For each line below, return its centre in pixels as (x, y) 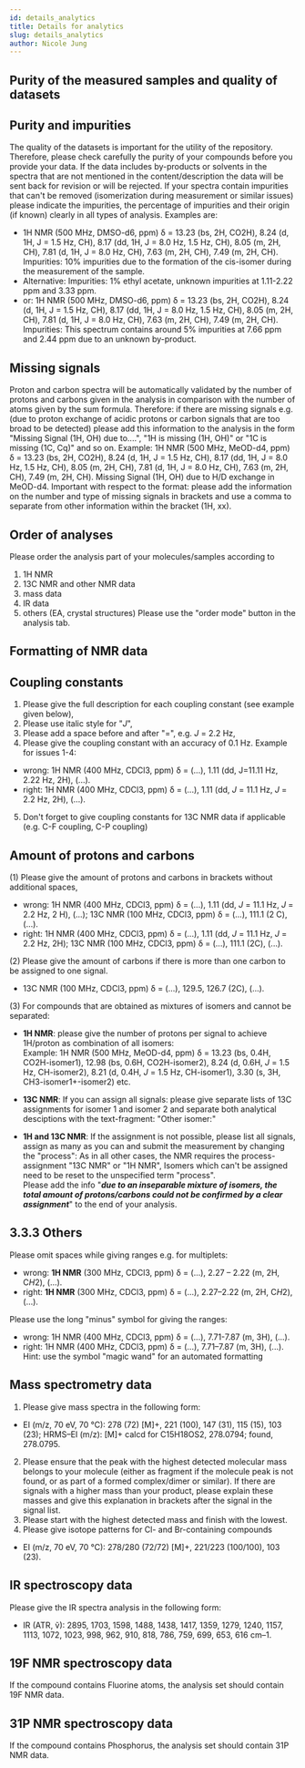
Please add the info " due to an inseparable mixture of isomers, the (150, 1185)
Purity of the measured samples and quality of (143, 80)
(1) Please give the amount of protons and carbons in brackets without (141, 878)
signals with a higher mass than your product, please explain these (148, 1490)
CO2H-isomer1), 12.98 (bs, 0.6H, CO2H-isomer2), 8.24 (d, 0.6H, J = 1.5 (156, 1063)
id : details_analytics (52, 18)
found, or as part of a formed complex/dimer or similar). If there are (149, 1481)
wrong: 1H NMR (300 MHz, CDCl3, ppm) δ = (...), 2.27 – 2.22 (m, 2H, (151, 1272)
